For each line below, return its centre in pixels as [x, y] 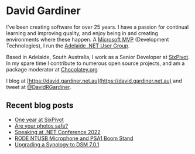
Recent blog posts [40, 106]
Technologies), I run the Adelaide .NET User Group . [68, 46]
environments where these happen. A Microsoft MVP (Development [88, 39]
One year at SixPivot [39, 119]
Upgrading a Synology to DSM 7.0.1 [57, 144]
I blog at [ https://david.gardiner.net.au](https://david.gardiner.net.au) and [94, 81]
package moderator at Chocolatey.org [52, 69]
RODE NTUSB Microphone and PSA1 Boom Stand [74, 138]
